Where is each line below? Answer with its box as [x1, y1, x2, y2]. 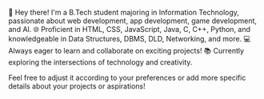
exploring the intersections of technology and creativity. [8, 57, 193, 67]
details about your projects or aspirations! [8, 81, 146, 91]
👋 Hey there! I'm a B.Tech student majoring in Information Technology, [8, 8, 240, 17]
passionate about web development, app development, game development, [8, 16, 258, 26]
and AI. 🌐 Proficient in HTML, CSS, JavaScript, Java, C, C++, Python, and [8, 25, 250, 34]
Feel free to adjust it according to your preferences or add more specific [8, 73, 246, 82]
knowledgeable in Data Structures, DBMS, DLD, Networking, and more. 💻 [8, 34, 251, 43]
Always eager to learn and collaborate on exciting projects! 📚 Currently [8, 46, 245, 55]
